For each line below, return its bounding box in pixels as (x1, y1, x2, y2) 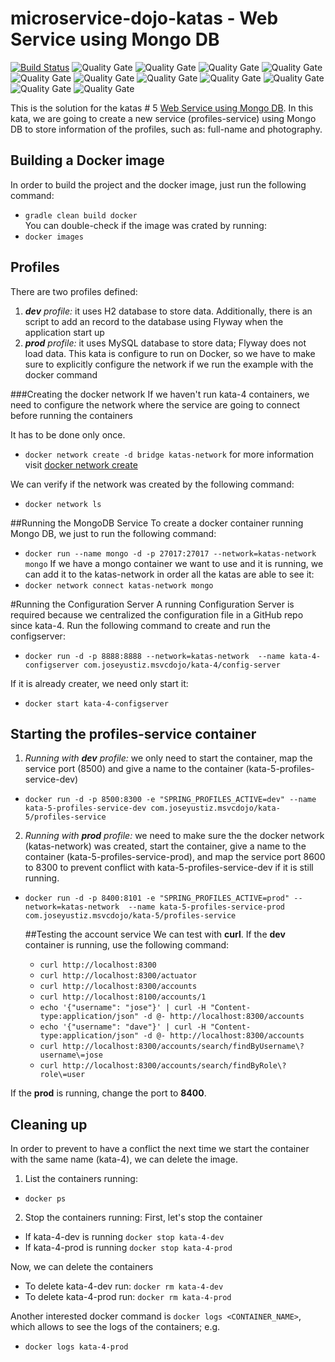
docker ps (24, 1194, 67, 1204)
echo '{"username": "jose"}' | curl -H (39, 1003, 207, 1013)
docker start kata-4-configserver (24, 698, 169, 709)
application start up (24, 326, 105, 338)
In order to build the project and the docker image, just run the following (10, 178, 307, 191)
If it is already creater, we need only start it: (10, 677, 189, 689)
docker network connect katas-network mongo (24, 580, 214, 591)
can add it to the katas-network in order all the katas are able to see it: (24, 568, 315, 580)
